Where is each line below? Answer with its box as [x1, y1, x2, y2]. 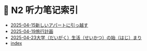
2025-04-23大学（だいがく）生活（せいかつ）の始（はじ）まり [10, 34, 142, 40]
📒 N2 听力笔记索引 [3, 4, 78, 16]
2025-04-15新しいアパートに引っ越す [10, 22, 88, 28]
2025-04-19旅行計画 [10, 28, 54, 34]
